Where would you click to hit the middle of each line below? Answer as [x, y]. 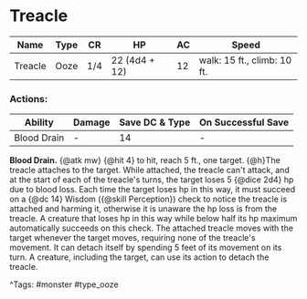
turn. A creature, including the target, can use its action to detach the [139, 257]
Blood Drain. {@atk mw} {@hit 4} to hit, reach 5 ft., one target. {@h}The [145, 160]
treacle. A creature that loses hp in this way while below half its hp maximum [153, 219]
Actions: [29, 98]
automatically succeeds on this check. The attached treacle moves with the [152, 228]
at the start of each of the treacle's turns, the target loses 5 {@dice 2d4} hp [152, 180]
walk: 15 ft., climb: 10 [245, 60]
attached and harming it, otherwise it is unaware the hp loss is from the [143, 209]
